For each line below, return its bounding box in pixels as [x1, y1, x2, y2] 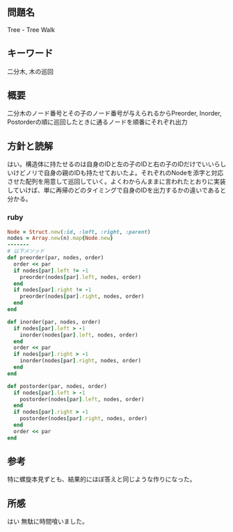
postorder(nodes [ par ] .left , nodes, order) [19, 396, 145, 403]
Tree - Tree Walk [7, 25, 56, 33]
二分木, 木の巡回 [7, 67, 54, 75]
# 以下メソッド [7, 248, 45, 255]
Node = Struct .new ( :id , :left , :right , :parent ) [7, 228, 151, 235]
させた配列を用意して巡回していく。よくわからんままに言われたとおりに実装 [7, 177, 226, 186]
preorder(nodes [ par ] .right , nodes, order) [19, 293, 145, 300]
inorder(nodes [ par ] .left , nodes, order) [19, 331, 138, 339]
